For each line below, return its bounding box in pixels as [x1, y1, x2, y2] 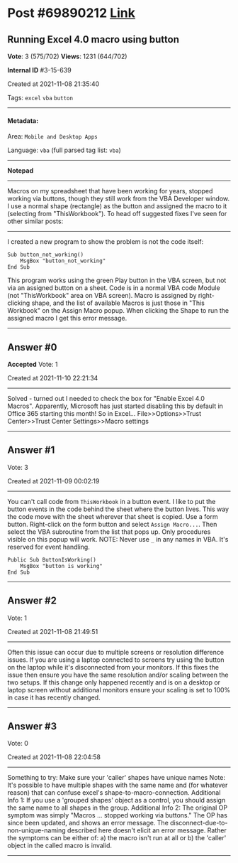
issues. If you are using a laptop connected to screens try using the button [7, 655, 225, 664]
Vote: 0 [7, 739, 28, 748]
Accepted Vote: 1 [7, 360, 58, 369]
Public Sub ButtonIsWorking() [7, 556, 97, 563]
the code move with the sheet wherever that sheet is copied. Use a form [7, 512, 218, 520]
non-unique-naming [7, 826, 66, 835]
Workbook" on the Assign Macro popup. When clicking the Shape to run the [7, 306, 229, 315]
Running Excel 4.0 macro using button [7, 33, 179, 45]
